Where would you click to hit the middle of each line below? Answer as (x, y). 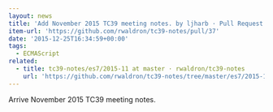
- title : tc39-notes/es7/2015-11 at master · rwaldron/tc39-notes (130, 69)
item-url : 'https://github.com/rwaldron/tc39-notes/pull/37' (114, 31)
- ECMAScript (38, 54)
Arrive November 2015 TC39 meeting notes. (82, 99)
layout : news (30, 16)
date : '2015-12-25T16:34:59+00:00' (69, 39)
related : (23, 62)
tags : (17, 46)
